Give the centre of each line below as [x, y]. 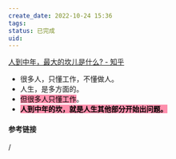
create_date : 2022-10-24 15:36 [60, 16]
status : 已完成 [32, 31]
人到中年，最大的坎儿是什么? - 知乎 [66, 62]
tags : [17, 23]
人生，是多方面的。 [52, 89]
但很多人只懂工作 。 [52, 99]
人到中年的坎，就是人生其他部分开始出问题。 [94, 109]
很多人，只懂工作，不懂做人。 [69, 79]
